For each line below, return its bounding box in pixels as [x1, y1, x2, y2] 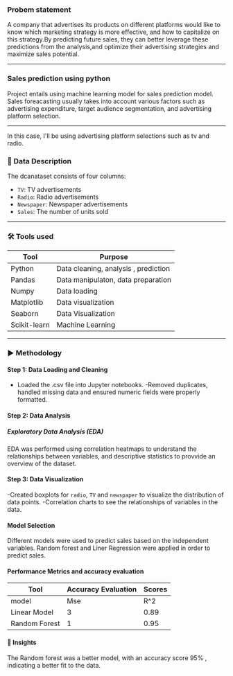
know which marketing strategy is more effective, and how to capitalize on [7, 28, 220, 36]
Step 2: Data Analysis [7, 411, 71, 420]
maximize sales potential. [7, 50, 80, 58]
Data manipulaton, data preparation [56, 275, 172, 285]
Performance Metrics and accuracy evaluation [7, 567, 144, 576]
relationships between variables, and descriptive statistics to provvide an [7, 452, 216, 460]
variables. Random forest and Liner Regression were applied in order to [7, 544, 211, 552]
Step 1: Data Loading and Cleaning [7, 365, 108, 373]
